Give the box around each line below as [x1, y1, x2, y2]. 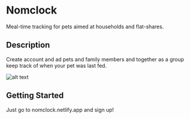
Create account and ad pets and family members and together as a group [6, 55, 184, 62]
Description [6, 40, 50, 50]
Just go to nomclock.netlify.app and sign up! [6, 106, 114, 113]
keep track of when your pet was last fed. [6, 62, 107, 69]
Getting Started [6, 91, 64, 101]
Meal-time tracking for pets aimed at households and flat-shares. [6, 23, 164, 30]
